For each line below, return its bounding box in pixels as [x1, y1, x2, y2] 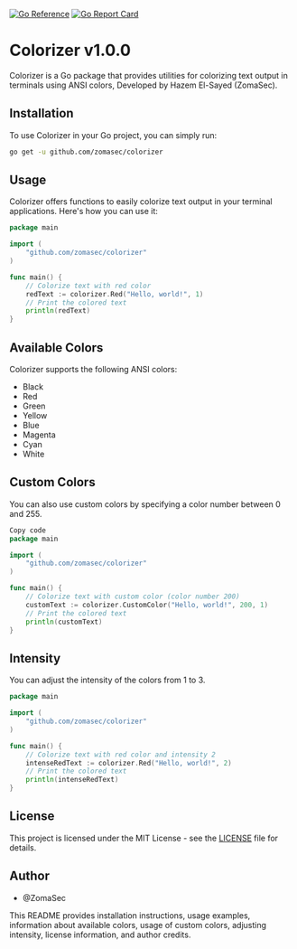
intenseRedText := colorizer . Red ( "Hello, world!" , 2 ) [25, 758, 232, 767]
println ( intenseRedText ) [25, 775, 119, 785]
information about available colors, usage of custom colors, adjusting [9, 919, 267, 930]
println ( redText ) [25, 306, 91, 315]
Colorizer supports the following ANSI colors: [9, 364, 178, 374]
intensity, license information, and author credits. [9, 929, 191, 940]
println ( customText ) [25, 617, 103, 626]
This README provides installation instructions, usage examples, [9, 909, 251, 921]
